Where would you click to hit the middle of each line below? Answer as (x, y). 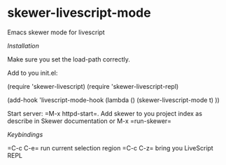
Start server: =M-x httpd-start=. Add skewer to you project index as (105, 113)
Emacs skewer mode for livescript (56, 32)
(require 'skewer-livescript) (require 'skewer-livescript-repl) (93, 86)
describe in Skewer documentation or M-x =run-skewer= (90, 121)
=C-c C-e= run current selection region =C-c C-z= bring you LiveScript (110, 148)
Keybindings (25, 134)
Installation (23, 45)
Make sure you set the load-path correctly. (69, 59)
